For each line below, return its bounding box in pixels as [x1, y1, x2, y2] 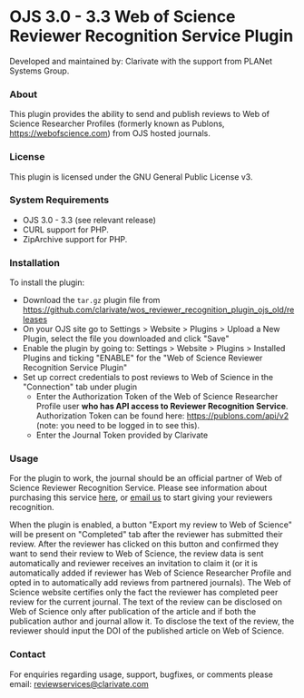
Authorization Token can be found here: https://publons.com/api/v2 [35, 410, 289, 421]
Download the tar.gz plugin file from [22, 295, 161, 306]
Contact [9, 648, 46, 661]
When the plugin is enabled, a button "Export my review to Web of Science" [9, 519, 293, 530]
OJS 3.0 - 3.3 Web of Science [9, 6, 236, 27]
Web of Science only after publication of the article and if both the [9, 606, 257, 617]
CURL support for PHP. [22, 224, 109, 235]
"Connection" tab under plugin [22, 381, 138, 392]
